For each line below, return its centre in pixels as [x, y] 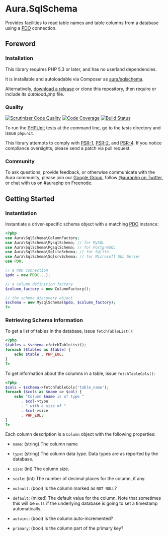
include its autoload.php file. [35, 94]
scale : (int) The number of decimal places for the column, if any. [79, 479]
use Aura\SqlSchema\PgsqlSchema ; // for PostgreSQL [60, 247]
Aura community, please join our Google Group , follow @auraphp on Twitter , [84, 178]
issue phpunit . [20, 133]
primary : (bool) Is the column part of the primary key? [68, 528]
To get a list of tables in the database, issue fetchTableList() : [70, 331]
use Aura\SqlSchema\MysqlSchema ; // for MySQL [55, 243]
